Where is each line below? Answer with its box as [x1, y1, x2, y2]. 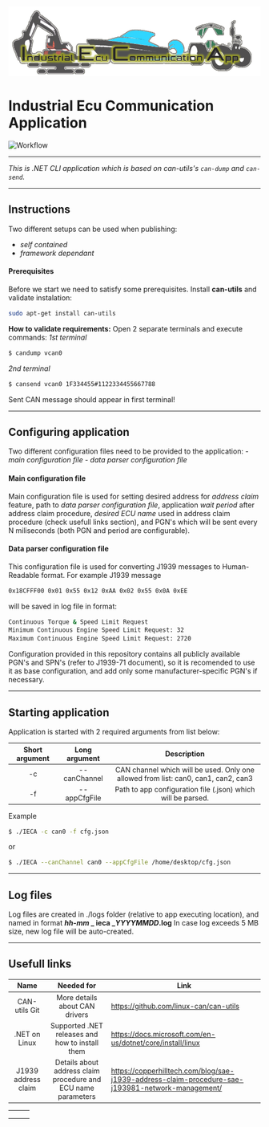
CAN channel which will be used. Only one [114, 765, 255, 775]
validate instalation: [8, 292, 72, 303]
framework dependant [19, 248, 94, 258]
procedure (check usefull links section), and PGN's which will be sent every [8, 517, 258, 527]
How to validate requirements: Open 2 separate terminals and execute [8, 323, 243, 333]
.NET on [14, 1029, 41, 1039]
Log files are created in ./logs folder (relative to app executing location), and [8, 909, 259, 919]
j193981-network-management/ [110, 1083, 223, 1093]
